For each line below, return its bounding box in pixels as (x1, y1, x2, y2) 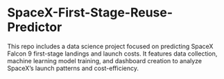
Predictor (7, 19, 62, 35)
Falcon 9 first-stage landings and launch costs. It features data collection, (7, 49, 218, 58)
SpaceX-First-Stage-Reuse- (7, 5, 173, 21)
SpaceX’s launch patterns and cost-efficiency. (7, 64, 139, 72)
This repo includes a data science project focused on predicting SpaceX (7, 42, 214, 50)
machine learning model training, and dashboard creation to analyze (7, 56, 203, 65)
